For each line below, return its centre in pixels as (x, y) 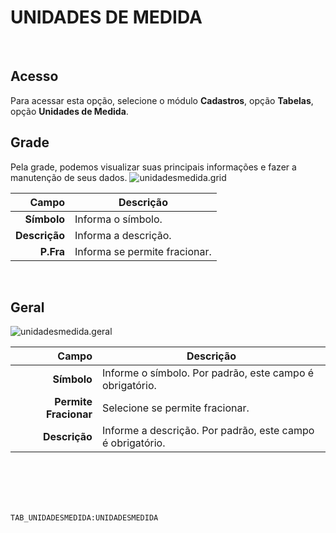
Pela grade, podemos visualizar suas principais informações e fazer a (153, 167)
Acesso (34, 76)
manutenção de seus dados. (69, 177)
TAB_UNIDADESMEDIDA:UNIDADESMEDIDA (84, 518)
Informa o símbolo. (118, 219)
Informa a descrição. (123, 235)
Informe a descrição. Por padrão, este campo (208, 431)
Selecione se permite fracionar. (175, 408)
